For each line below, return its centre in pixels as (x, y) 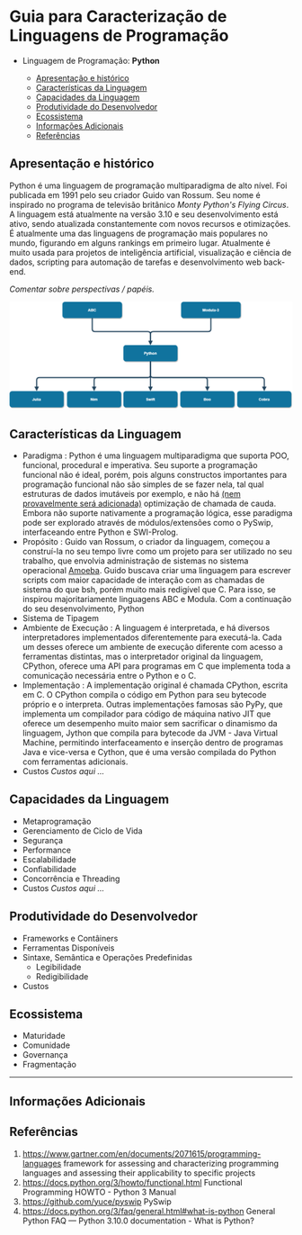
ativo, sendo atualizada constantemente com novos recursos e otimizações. (150, 223)
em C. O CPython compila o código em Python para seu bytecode (144, 695)
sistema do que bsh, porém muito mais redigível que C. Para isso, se (149, 590)
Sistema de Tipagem (60, 618)
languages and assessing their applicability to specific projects (139, 1173)
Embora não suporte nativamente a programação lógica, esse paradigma (157, 513)
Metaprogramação (57, 821)
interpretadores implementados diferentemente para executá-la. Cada (152, 637)
